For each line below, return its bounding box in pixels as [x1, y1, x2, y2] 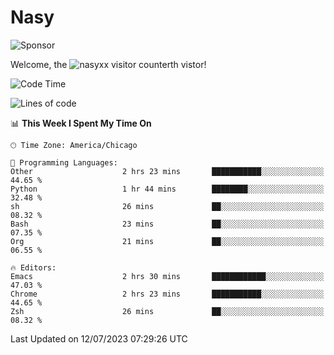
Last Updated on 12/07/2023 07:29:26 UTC [10, 332, 188, 345]
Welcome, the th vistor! [10, 58, 207, 70]
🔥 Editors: [10, 262, 57, 273]
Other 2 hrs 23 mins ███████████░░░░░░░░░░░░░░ [10, 166, 325, 176]
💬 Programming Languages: [10, 157, 118, 168]
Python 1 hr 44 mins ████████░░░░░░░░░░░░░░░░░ [10, 184, 325, 194]
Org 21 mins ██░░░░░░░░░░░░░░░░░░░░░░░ [10, 236, 325, 246]
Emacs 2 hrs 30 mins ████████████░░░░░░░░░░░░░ [10, 271, 325, 281]
